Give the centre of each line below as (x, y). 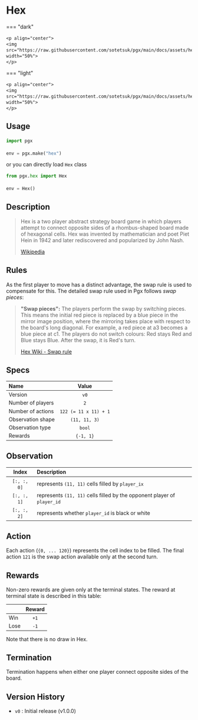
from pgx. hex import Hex (37, 176)
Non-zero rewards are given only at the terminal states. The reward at (91, 590)
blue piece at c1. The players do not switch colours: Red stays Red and (106, 334)
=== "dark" (20, 27)
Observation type (30, 427)
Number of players (31, 403)
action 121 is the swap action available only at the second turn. (82, 557)
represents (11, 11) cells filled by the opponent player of (106, 495)
